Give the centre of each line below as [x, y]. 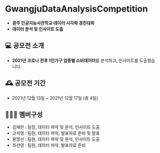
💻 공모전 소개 [25, 46]
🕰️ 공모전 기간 [25, 83]
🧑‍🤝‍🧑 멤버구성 [24, 115]
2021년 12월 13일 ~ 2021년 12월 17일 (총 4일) [55, 98]
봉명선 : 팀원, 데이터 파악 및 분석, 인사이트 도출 [56, 139]
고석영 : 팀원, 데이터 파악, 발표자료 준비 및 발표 [56, 133]
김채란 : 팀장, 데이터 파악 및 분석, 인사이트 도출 [56, 127]
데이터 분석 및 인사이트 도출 [38, 29]
